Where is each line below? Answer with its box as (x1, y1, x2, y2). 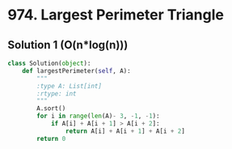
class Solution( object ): (7, 59, 91, 67)
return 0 (36, 134, 66, 143)
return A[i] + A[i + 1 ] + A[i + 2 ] (65, 127, 185, 135)
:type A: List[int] (36, 82, 103, 90)
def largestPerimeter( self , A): (22, 66, 131, 74)
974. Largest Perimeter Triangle (7, 6, 224, 24)
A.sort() (36, 104, 66, 113)
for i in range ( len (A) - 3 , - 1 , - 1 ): (36, 112, 160, 121)
